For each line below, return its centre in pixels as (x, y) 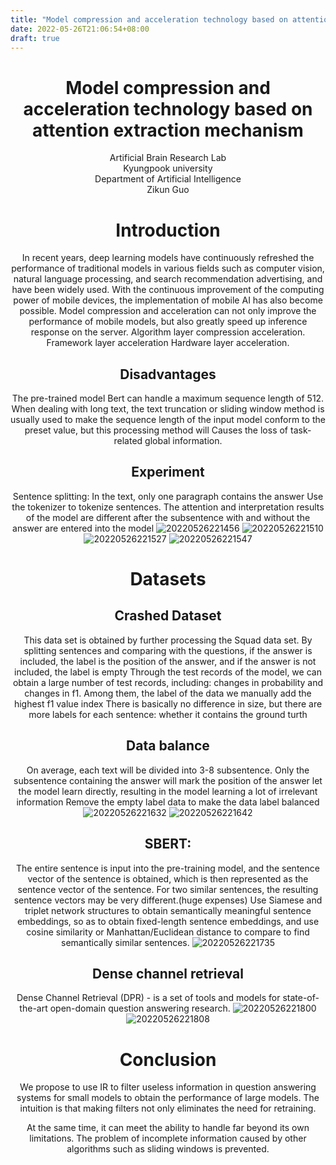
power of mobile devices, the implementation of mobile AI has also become (168, 300)
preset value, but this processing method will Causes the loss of (156, 430)
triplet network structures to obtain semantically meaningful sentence (168, 910)
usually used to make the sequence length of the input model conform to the (168, 420)
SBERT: (168, 844)
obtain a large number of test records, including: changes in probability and (168, 682)
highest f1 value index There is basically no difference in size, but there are (168, 703)
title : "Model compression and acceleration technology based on (149, 19)
